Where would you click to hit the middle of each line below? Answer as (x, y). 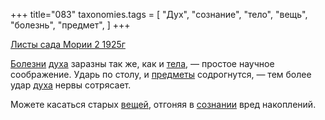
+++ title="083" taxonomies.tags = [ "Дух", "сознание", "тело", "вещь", (159, 14)
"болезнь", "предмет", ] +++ (70, 25)
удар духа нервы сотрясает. (71, 85)
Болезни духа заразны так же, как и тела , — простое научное (142, 63)
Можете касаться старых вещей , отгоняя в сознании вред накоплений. (163, 104)
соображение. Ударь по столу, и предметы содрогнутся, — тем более (161, 74)
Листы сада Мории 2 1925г (68, 44)
